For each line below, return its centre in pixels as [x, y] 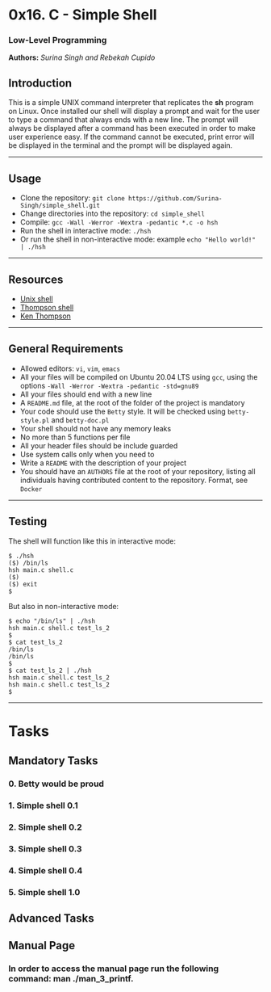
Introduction [40, 83]
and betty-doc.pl [80, 420]
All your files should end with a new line [86, 394]
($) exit [23, 584]
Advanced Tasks [51, 918]
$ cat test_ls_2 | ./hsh [50, 670]
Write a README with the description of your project [103, 463]
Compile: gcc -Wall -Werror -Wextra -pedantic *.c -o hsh [119, 222]
